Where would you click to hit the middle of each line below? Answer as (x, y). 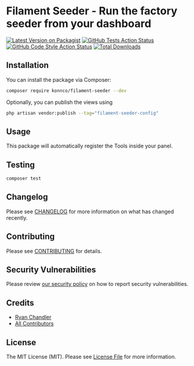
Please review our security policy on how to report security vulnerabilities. (97, 284)
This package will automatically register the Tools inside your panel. (90, 146)
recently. (17, 218)
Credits (20, 303)
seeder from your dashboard (79, 24)
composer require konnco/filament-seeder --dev (67, 91)
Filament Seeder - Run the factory (92, 11)
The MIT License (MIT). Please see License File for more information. (91, 357)
